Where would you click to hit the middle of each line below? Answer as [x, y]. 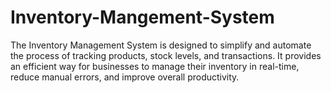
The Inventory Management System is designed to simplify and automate [161, 45]
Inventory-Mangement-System [142, 17]
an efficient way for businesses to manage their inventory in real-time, [155, 66]
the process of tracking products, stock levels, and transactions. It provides [166, 55]
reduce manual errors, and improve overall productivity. [125, 77]
